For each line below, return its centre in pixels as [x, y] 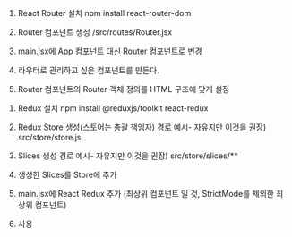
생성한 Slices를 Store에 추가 [68, 174]
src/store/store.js [49, 137]
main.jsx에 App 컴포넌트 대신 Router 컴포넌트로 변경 [110, 51]
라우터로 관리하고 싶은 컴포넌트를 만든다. [88, 70]
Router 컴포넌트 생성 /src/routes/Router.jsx [95, 32]
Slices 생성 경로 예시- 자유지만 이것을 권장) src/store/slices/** [128, 156]
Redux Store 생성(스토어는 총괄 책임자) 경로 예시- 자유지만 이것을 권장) [142, 127]
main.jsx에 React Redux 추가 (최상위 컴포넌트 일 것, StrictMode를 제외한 [146, 194]
